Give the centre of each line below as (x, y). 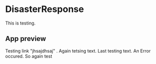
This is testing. (20, 23)
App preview (26, 39)
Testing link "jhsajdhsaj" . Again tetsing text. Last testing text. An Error (78, 50)
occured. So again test (29, 56)
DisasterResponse (45, 9)
